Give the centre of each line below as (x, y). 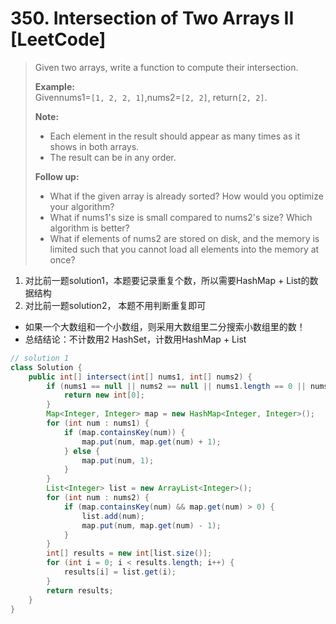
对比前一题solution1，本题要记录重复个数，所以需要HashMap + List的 (167, 280)
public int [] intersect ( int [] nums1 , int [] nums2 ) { (140, 377)
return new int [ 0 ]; (104, 395)
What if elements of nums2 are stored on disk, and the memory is (184, 238)
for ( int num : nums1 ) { (98, 423)
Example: (54, 86)
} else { (82, 451)
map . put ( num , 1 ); (118, 460)
